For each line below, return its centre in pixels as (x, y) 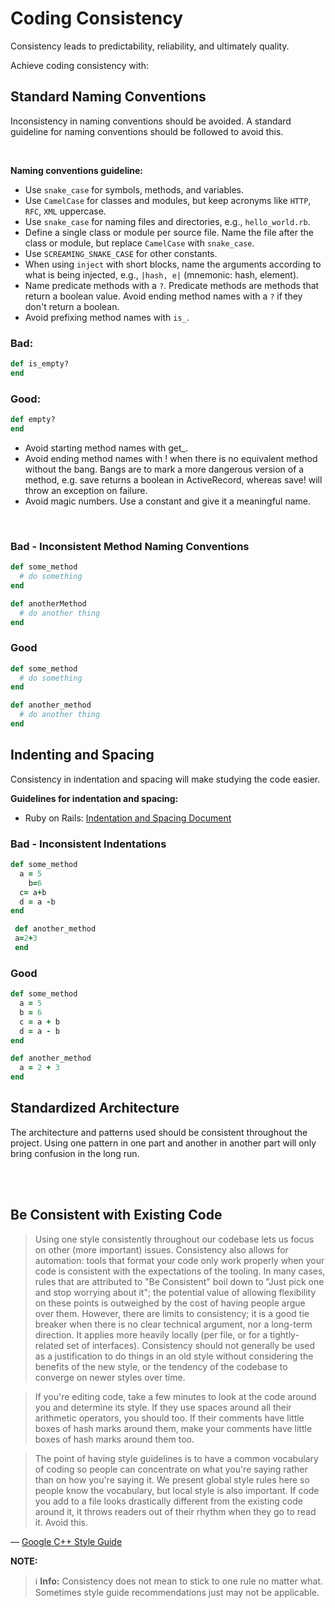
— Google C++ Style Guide (66, 1541)
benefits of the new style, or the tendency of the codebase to (161, 1366)
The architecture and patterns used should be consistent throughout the (159, 1132)
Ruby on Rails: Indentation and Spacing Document (128, 818)
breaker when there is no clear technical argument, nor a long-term (173, 1324)
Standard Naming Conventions (108, 97)
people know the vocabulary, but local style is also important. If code (177, 1490)
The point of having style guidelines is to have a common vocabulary (176, 1458)
